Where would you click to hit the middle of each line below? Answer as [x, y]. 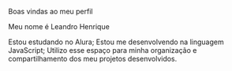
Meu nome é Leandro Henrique [59, 26]
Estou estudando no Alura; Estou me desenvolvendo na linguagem [116, 42]
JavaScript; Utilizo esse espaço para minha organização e [103, 50]
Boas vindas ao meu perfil [51, 11]
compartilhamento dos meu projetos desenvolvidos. [93, 59]
